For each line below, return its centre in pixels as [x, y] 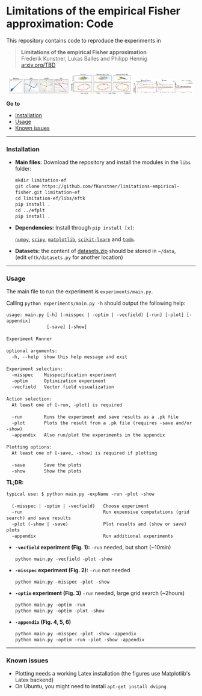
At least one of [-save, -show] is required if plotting [84, 453]
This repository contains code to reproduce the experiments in [84, 40]
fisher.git [29, 192]
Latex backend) [34, 680]
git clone [27, 186]
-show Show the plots [47, 471]
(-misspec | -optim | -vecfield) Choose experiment [80, 506]
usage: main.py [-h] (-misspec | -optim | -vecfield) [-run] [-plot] [95, 315]
